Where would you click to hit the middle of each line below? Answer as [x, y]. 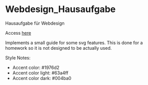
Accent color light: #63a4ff [40, 73]
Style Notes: [18, 58]
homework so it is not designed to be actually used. [58, 48]
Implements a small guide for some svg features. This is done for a [74, 42]
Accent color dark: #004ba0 [42, 78]
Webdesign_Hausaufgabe [60, 9]
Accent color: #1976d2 [36, 67]
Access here [18, 33]
